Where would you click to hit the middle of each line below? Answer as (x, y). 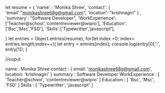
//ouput (13, 59)
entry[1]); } (16, 49)
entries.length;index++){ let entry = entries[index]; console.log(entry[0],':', (83, 44)
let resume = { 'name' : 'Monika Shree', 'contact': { (58, 7)
